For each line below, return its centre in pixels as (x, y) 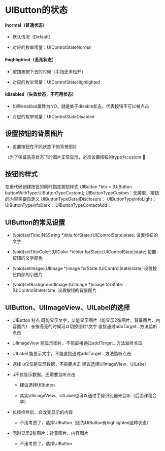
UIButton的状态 (36, 10)
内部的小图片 (30, 275)
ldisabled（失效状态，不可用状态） (41, 94)
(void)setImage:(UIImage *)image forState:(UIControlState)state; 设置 (82, 268)
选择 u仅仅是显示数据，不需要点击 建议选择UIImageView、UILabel (79, 364)
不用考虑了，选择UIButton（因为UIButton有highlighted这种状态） (85, 423)
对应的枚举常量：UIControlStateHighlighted (56, 82)
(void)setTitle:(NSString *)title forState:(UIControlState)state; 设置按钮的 (85, 235)
